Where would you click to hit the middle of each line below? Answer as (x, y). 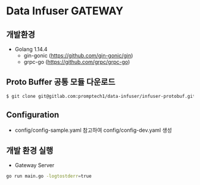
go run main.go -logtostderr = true (49, 176)
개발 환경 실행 (30, 150)
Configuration (33, 115)
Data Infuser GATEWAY (65, 11)
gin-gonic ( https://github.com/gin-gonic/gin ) (78, 55)
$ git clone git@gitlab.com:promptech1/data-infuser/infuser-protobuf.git (101, 96)
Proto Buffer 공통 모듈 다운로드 (61, 82)
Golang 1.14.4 (31, 49)
